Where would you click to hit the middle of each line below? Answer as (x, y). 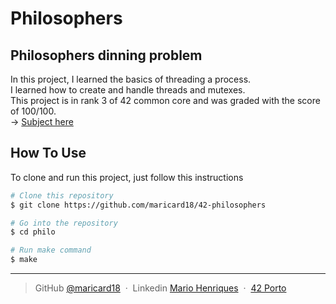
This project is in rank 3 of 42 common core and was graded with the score (165, 100)
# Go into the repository (64, 223)
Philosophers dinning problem (106, 55)
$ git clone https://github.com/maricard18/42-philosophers (138, 205)
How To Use (48, 153)
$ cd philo (33, 232)
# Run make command (51, 250)
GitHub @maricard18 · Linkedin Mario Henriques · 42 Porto (160, 288)
